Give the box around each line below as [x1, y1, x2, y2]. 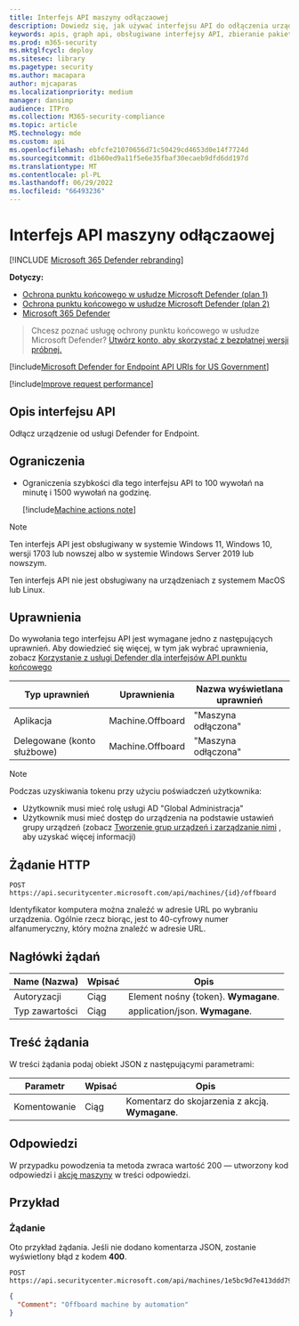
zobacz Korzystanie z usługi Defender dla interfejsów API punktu [9, 652, 247, 663]
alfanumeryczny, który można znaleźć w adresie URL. [9, 923, 206, 934]
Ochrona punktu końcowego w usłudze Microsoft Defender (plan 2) [21, 298, 270, 309]
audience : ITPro [9, 104, 69, 113]
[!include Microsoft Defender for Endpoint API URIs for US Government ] [9, 361, 270, 372]
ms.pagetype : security [9, 63, 93, 72]
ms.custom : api [9, 137, 66, 146]
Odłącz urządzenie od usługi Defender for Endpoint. [9, 428, 200, 439]
